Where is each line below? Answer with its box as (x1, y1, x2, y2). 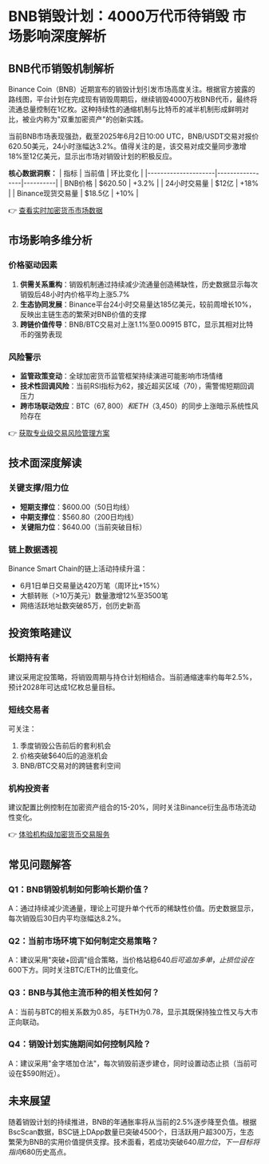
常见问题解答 (8, 857, 72, 871)
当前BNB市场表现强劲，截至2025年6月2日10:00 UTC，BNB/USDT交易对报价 (8, 131, 259, 141)
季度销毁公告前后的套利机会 (19, 741, 112, 750)
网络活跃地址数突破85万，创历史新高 (19, 600, 141, 610)
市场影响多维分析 (8, 234, 93, 247)
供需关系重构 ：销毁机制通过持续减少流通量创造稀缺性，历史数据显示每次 (19, 279, 258, 289)
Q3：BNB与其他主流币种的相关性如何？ (8, 987, 160, 998)
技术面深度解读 (8, 456, 82, 470)
